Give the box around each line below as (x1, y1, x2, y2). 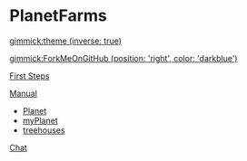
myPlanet (22, 115, 58, 126)
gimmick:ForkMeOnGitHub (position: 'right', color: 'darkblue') (9, 52, 238, 63)
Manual (9, 88, 38, 99)
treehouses (22, 124, 65, 136)
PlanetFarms (9, 5, 107, 26)
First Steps (9, 70, 50, 81)
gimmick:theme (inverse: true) (9, 35, 123, 46)
